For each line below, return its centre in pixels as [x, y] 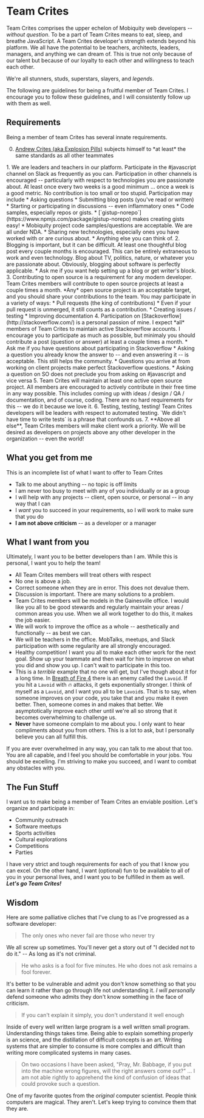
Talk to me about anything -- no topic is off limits [76, 484]
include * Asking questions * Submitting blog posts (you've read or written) [100, 200]
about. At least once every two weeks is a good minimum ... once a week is [100, 186]
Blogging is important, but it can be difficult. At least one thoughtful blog [97, 245]
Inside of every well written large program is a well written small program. [98, 1027]
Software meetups [38, 827]
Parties [24, 852]
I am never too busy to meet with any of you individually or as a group [102, 490]
